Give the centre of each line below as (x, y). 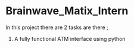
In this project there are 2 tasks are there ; (57, 27)
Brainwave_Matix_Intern (67, 11)
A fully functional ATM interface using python (70, 39)
